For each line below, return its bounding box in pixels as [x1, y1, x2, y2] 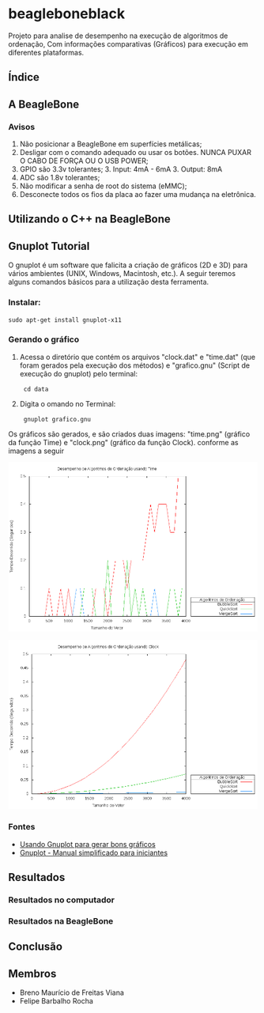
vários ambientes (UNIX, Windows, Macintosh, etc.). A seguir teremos [8, 269, 236, 278]
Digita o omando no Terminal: [19, 399, 116, 408]
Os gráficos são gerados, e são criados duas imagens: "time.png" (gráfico [8, 429, 251, 439]
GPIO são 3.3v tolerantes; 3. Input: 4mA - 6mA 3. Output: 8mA [19, 164, 223, 174]
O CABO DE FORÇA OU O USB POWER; [19, 156, 149, 166]
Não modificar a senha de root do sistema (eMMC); [19, 181, 187, 191]
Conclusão [8, 940, 63, 954]
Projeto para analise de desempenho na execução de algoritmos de [8, 31, 228, 40]
